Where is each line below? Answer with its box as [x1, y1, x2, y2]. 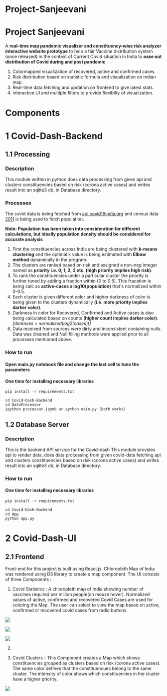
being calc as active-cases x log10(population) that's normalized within [12, 283, 162, 289]
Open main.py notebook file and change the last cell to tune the [5, 361, 140, 367]
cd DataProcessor [5, 402, 41, 407]
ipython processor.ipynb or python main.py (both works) [5, 406, 126, 412]
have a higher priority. [12, 676, 58, 682]
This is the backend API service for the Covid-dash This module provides [5, 446, 156, 452]
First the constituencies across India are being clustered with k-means [12, 246, 158, 252]
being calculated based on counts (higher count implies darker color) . [12, 315, 159, 321]
